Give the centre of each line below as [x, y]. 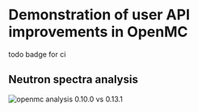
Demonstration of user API [99, 15]
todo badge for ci [37, 54]
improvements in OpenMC [98, 32]
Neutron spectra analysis [74, 79]
